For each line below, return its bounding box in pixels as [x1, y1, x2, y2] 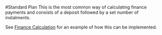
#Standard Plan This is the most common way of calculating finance [5, 4, 147, 10]
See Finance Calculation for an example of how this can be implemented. [5, 24, 157, 30]
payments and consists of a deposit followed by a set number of [5, 9, 139, 15]
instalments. [5, 15, 31, 20]
